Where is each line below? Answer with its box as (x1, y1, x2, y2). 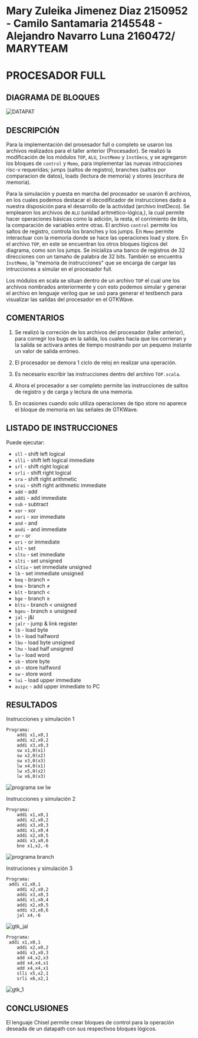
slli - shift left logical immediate (14, 457, 95, 464)
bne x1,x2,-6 (16, 843, 49, 849)
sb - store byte (14, 658, 50, 665)
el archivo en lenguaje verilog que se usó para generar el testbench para (6, 290, 183, 296)
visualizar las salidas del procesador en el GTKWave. (6, 296, 134, 303)
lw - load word (14, 651, 50, 658)
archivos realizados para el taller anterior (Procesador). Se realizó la (6, 147, 171, 154)
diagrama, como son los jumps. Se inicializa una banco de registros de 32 (6, 247, 186, 254)
